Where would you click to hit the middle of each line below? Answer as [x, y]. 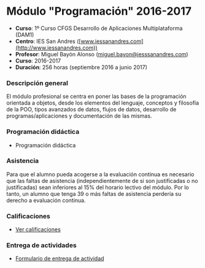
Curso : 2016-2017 [38, 61]
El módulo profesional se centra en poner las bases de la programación [96, 97]
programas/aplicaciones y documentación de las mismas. [79, 116]
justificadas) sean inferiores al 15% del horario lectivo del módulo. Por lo [98, 187]
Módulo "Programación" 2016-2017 [99, 11]
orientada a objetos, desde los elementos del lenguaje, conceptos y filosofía [103, 103]
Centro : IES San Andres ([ [48, 41]
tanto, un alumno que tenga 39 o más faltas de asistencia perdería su [94, 193]
